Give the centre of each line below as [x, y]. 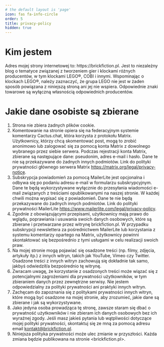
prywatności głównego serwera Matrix [51, 167]
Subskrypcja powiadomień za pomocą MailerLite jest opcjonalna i [78, 177]
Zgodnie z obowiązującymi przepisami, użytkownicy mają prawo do [80, 214]
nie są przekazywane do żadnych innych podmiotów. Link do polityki [81, 162]
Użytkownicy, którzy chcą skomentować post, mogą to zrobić [74, 141]
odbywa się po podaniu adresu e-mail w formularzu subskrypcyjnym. [82, 183]
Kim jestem [29, 52]
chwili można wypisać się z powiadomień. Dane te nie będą [72, 198]
